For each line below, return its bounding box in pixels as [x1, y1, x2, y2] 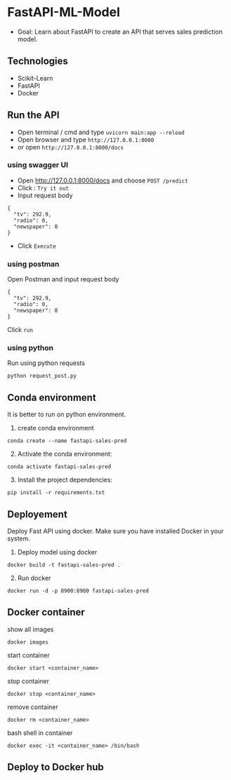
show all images [7, 625, 54, 633]
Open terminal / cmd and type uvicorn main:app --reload [17, 128, 185, 136]
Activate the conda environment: [17, 450, 112, 458]
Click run [7, 326, 34, 334]
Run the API [7, 110, 60, 121]
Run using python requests [7, 359, 86, 367]
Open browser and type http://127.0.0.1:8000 [17, 135, 154, 144]
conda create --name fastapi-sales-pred [7, 437, 128, 444]
